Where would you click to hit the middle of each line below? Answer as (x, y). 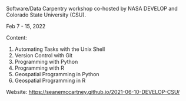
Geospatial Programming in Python (57, 74)
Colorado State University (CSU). (46, 15)
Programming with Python (46, 62)
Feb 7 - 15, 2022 (26, 26)
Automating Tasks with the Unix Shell (60, 49)
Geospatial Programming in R (50, 80)
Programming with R (39, 68)
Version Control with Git (43, 55)
